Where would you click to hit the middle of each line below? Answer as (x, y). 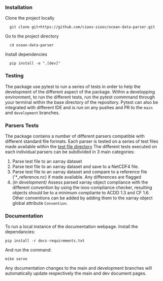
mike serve (16, 259)
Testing (14, 76)
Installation (19, 7)
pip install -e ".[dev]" (35, 63)
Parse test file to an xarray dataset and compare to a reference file (80, 172)
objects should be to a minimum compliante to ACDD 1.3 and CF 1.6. (81, 192)
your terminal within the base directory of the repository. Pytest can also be (82, 102)
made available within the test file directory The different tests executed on (81, 146)
